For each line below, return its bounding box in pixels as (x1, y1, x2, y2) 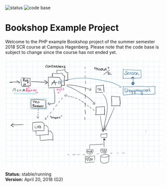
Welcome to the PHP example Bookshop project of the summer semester (5, 38, 156, 44)
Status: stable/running (5, 171, 52, 177)
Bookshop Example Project (5, 22, 119, 33)
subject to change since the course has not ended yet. (5, 49, 117, 55)
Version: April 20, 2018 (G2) (5, 176, 63, 182)
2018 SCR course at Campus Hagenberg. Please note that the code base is (5, 44, 160, 50)
